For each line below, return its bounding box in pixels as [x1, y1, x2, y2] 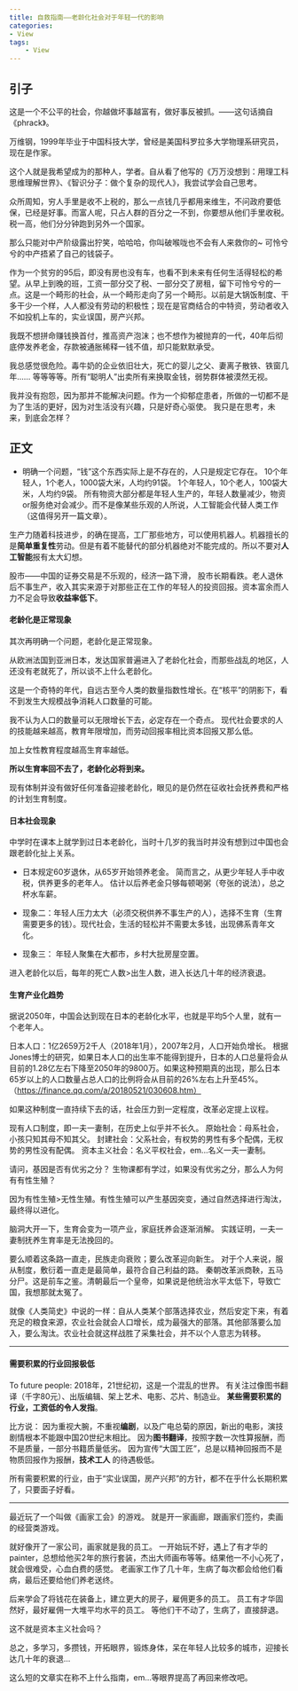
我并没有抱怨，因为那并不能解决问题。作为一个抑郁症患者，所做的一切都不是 [9, 389, 289, 400]
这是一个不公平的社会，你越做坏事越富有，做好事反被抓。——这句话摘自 [9, 106, 273, 116]
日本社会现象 [9, 815, 56, 826]
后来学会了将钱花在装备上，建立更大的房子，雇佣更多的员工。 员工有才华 [9, 1593, 276, 1604]
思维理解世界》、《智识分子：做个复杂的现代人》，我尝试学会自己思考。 [9, 177, 262, 187]
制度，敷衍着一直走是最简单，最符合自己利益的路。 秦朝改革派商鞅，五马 [16, 1265, 284, 1276]
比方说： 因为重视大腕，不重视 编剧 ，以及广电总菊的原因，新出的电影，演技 [9, 1420, 284, 1431]
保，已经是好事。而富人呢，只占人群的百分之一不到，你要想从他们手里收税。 [9, 207, 289, 217]
